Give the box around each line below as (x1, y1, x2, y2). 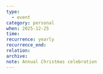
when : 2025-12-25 (6, 25, 49, 32)
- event (11, 14, 31, 20)
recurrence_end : (6, 42, 46, 48)
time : (6, 31, 20, 37)
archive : (6, 53, 28, 59)
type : (6, 8, 20, 15)
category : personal (6, 20, 55, 26)
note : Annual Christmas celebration (6, 58, 97, 64)
